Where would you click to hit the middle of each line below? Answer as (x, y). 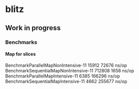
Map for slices (21, 54)
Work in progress (33, 28)
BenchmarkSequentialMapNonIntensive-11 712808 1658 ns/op (70, 70)
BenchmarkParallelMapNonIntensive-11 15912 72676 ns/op (66, 65)
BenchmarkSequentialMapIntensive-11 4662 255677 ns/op (66, 81)
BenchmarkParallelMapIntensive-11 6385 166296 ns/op (63, 76)
